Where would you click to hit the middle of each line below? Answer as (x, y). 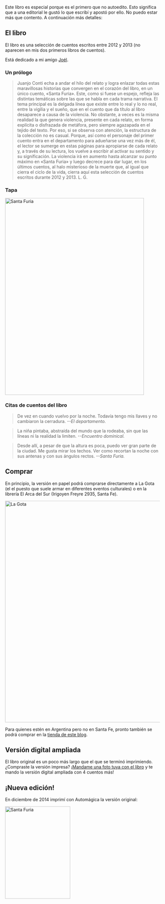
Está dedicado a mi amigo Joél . (37, 60)
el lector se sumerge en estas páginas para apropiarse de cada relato (87, 146)
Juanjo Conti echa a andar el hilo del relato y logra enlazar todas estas (88, 83)
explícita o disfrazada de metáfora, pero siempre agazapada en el (84, 125)
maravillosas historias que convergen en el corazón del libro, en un (85, 89)
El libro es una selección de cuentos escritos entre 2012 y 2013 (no (73, 45)
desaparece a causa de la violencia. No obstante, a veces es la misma (88, 115)
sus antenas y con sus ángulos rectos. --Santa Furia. (71, 456)
